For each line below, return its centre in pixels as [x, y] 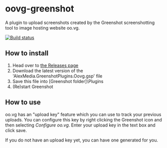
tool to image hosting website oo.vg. [42, 27]
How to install [27, 53]
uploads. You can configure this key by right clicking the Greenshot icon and [83, 119]
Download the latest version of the [48, 70]
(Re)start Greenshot [33, 86]
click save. [16, 130]
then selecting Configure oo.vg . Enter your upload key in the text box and [80, 125]
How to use [23, 102]
